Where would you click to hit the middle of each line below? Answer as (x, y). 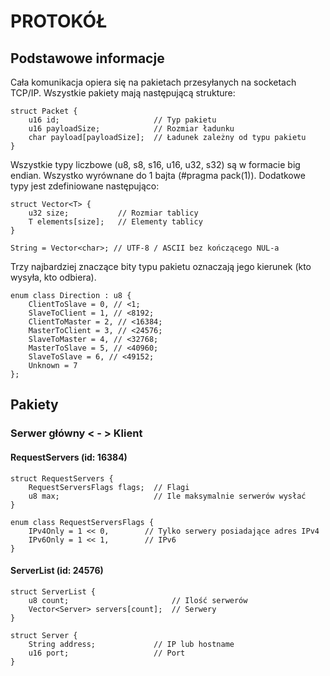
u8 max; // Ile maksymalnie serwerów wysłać (167, 496)
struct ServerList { (53, 591)
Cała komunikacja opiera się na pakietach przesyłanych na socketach (153, 82)
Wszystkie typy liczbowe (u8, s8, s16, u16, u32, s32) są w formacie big (155, 164)
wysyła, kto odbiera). (53, 277)
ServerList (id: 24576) (57, 571)
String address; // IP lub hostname (131, 644)
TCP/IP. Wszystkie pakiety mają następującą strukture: (123, 93)
